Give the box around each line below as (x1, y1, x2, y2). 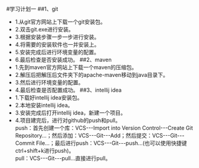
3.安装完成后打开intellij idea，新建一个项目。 (15, 109, 126, 116)
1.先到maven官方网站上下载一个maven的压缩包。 (15, 64, 137, 71)
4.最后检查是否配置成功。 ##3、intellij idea (15, 87, 122, 93)
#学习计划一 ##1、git (6, 5, 59, 12)
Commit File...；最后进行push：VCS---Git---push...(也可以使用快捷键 (15, 139, 188, 147)
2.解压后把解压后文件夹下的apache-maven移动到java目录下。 (15, 72, 169, 78)
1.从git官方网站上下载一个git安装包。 (15, 18, 106, 25)
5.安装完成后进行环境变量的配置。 (15, 49, 100, 56)
